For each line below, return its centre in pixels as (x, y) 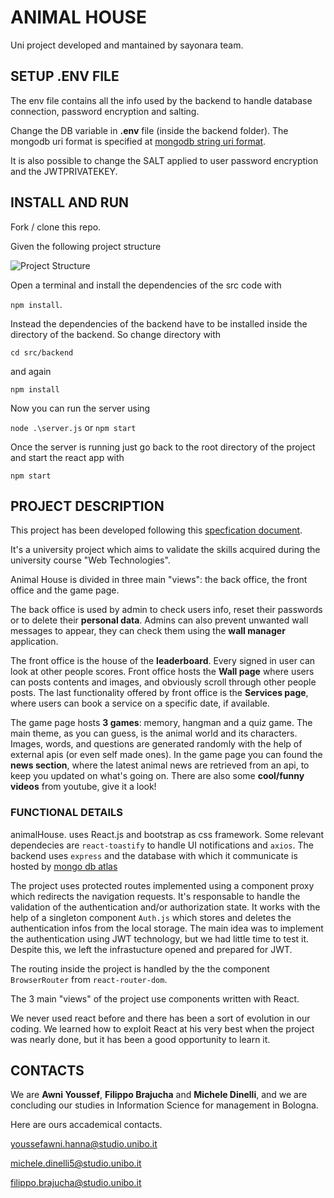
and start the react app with (67, 457)
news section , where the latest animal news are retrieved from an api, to (160, 765)
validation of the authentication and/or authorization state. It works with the (165, 907)
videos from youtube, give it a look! (83, 787)
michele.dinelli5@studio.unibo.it (76, 1163)
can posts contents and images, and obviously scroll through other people (163, 682)
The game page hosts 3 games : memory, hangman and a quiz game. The (161, 723)
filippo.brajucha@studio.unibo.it (76, 1183)
